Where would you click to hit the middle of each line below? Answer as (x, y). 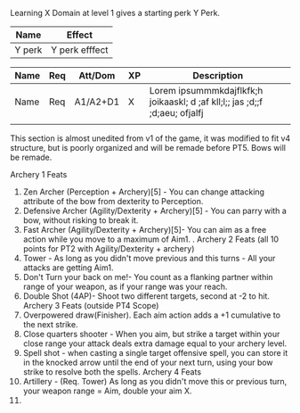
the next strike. (50, 324)
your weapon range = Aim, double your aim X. (107, 391)
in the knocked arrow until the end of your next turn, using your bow (148, 362)
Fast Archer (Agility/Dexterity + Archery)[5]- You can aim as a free (145, 230)
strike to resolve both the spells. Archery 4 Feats (112, 372)
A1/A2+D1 (97, 102)
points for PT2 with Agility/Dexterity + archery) (109, 248)
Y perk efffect (80, 50)
